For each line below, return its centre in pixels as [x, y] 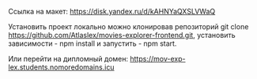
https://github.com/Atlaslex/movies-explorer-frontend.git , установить [122, 35]
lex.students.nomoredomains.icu [61, 67]
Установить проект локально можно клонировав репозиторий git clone [128, 26]
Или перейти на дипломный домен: [68, 59]
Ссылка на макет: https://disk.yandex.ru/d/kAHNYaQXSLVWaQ [112, 11]
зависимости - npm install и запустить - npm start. [93, 43]
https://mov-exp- [158, 59]
